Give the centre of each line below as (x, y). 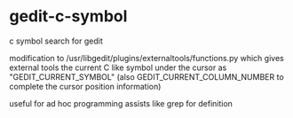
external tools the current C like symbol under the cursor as (118, 67)
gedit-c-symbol (68, 16)
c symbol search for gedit (56, 41)
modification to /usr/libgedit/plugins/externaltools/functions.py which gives (146, 58)
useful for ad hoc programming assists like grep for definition (121, 103)
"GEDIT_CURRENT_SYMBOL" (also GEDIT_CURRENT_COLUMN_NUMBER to (146, 76)
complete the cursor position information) (85, 86)
